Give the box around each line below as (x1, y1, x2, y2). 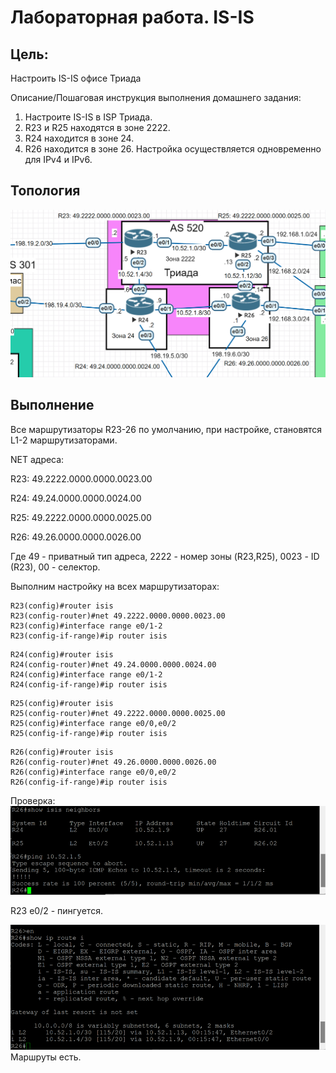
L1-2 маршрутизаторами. (10, 434, 118, 446)
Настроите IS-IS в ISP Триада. (24, 111, 153, 123)
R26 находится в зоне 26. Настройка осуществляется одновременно (24, 143, 322, 155)
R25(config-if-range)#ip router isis (10, 728, 168, 738)
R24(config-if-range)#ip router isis (10, 679, 168, 690)
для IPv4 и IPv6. (24, 154, 93, 165)
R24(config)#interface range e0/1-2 (10, 669, 163, 680)
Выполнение (10, 397, 95, 414)
